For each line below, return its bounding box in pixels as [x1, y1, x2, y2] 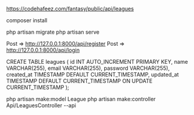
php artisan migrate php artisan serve [6, 28, 99, 36]
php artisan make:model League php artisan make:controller [6, 96, 156, 102]
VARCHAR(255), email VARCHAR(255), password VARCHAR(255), [6, 64, 170, 72]
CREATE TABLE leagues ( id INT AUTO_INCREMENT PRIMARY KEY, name [6, 58, 189, 65]
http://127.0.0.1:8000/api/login [6, 46, 80, 54]
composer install [6, 17, 48, 23]
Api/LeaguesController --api [6, 102, 77, 109]
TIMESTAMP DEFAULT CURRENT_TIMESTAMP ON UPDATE [6, 78, 153, 84]
